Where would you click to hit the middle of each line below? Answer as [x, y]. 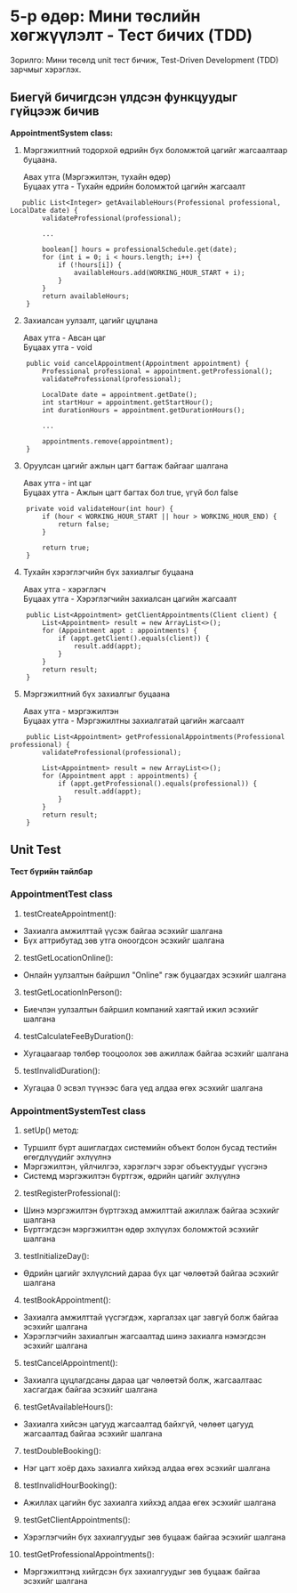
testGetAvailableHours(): [68, 1407]
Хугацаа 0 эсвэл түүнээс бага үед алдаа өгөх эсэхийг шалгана [143, 1087]
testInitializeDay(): [56, 1256]
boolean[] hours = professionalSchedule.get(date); [140, 249]
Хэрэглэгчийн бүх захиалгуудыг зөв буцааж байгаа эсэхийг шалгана [154, 1537]
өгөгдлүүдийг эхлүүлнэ [67, 1157]
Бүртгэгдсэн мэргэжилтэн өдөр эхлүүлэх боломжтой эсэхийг [141, 1230]
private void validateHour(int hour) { [100, 508]
